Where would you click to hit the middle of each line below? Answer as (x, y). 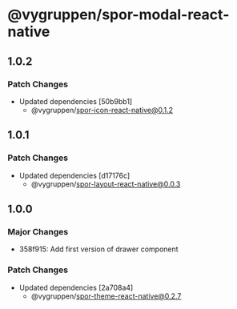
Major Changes (38, 231)
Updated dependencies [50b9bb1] (76, 101)
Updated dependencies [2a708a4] (76, 287)
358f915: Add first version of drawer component (98, 249)
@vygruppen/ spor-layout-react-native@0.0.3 (106, 184)
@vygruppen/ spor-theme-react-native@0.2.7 (106, 296)
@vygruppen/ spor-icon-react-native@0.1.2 (102, 110)
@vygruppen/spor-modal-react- (118, 15)
